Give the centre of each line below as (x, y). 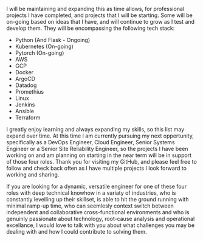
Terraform (28, 117)
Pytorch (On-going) (40, 53)
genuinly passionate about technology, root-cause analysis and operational (101, 219)
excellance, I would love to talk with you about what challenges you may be (101, 225)
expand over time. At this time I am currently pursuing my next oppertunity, (100, 136)
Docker (24, 72)
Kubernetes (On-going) (44, 46)
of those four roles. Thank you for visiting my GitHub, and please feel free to (102, 162)
